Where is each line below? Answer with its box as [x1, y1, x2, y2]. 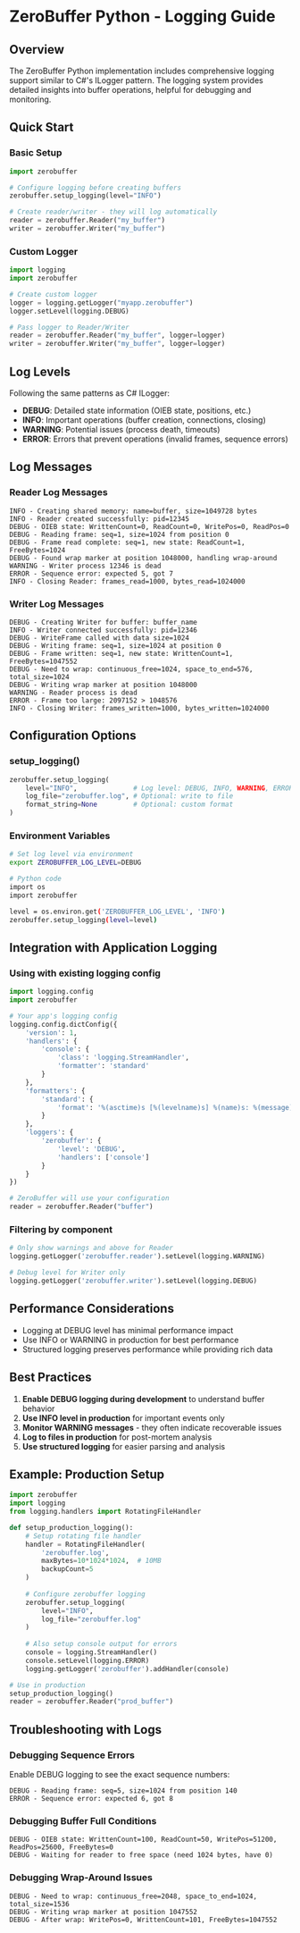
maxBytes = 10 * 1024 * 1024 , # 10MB [41, 1557, 162, 1566]
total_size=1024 [9, 673, 70, 682]
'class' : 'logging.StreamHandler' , [56, 1053, 190, 1063]
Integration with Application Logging [9, 940, 218, 955]
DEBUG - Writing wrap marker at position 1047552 [9, 1907, 198, 1916]
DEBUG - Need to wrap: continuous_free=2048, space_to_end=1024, [9, 1892, 257, 1901]
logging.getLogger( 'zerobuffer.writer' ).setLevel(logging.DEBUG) [9, 1276, 257, 1285]
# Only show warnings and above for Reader [9, 1244, 174, 1253]
